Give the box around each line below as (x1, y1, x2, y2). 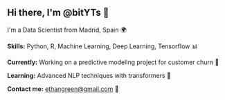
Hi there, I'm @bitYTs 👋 (7, 7, 109, 19)
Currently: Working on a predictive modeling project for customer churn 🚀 (7, 58, 219, 66)
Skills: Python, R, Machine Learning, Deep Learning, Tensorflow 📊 (7, 42, 199, 50)
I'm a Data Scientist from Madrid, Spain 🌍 (7, 26, 127, 34)
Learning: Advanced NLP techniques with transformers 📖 (7, 71, 172, 79)
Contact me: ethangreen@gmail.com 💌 (7, 84, 119, 93)
